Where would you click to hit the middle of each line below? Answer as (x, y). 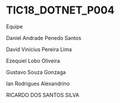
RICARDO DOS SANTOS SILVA (43, 95)
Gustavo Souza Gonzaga (36, 72)
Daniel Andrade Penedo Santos (44, 38)
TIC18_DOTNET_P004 (60, 10)
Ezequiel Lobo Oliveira (33, 61)
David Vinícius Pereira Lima (39, 49)
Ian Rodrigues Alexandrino (38, 84)
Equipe (15, 26)
